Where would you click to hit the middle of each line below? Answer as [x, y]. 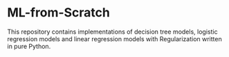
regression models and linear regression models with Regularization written [115, 38]
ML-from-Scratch [59, 13]
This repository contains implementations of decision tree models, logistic [112, 32]
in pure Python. [29, 46]
